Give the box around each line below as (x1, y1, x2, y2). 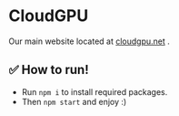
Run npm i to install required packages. (21, 86, 168, 97)
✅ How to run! (8, 62, 89, 78)
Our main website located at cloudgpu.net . (8, 36, 170, 47)
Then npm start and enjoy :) (21, 96, 127, 107)
